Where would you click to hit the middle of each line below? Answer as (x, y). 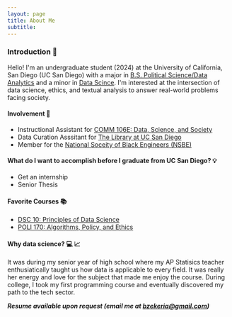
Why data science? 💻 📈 (44, 244)
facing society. (29, 97)
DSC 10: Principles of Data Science (69, 220)
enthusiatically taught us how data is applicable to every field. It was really (116, 269)
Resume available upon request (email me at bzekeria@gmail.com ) (109, 306)
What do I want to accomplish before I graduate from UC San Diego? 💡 (112, 161)
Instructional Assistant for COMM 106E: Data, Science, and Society (115, 129)
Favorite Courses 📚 (37, 201)
